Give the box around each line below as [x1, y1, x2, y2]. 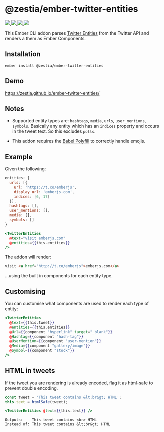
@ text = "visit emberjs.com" [9, 236, 66, 241]
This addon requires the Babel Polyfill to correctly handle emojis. [12, 138, 146, 144]
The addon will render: [5, 254, 52, 260]
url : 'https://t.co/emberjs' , [14, 185, 77, 190]
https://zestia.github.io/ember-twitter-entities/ [5, 90, 100, 96]
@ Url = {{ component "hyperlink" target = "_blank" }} [9, 329, 113, 334]
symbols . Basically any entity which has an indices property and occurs [12, 123, 159, 129]
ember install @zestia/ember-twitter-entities [5, 63, 104, 68]
